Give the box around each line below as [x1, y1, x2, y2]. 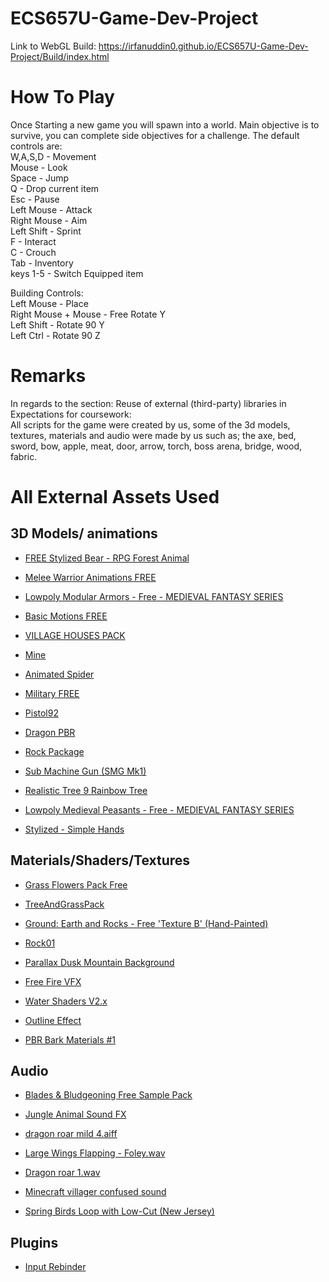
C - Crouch [10, 246, 57, 258]
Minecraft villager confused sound [24, 1186, 167, 1198]
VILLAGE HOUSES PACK [24, 629, 126, 641]
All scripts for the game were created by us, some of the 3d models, [10, 418, 291, 431]
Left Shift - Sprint [10, 225, 82, 237]
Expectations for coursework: [10, 408, 132, 420]
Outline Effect [24, 1014, 82, 1026]
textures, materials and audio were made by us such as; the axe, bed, [10, 429, 297, 441]
